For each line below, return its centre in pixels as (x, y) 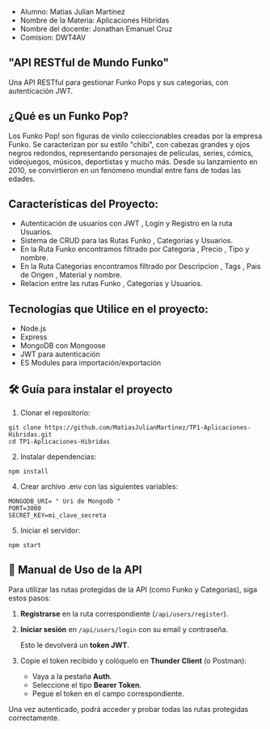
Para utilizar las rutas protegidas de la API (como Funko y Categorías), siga (133, 589)
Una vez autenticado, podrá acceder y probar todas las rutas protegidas (129, 709)
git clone (25, 428)
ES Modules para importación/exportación (91, 363)
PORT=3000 (25, 508)
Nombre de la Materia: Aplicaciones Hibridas (95, 20)
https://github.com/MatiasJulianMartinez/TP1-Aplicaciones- (148, 428)
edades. (22, 179)
